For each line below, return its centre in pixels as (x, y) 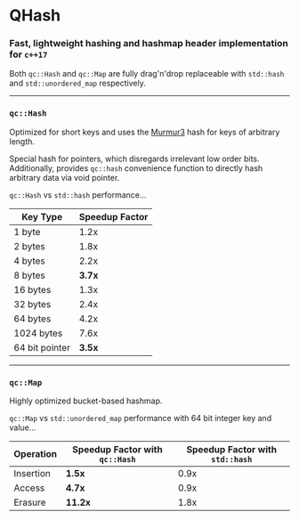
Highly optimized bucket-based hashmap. (86, 401)
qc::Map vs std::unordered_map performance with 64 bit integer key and (141, 418)
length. (22, 141)
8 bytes (30, 275)
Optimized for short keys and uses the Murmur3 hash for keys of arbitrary (145, 132)
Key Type (42, 216)
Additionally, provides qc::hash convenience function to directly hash (136, 168)
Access (29, 488)
